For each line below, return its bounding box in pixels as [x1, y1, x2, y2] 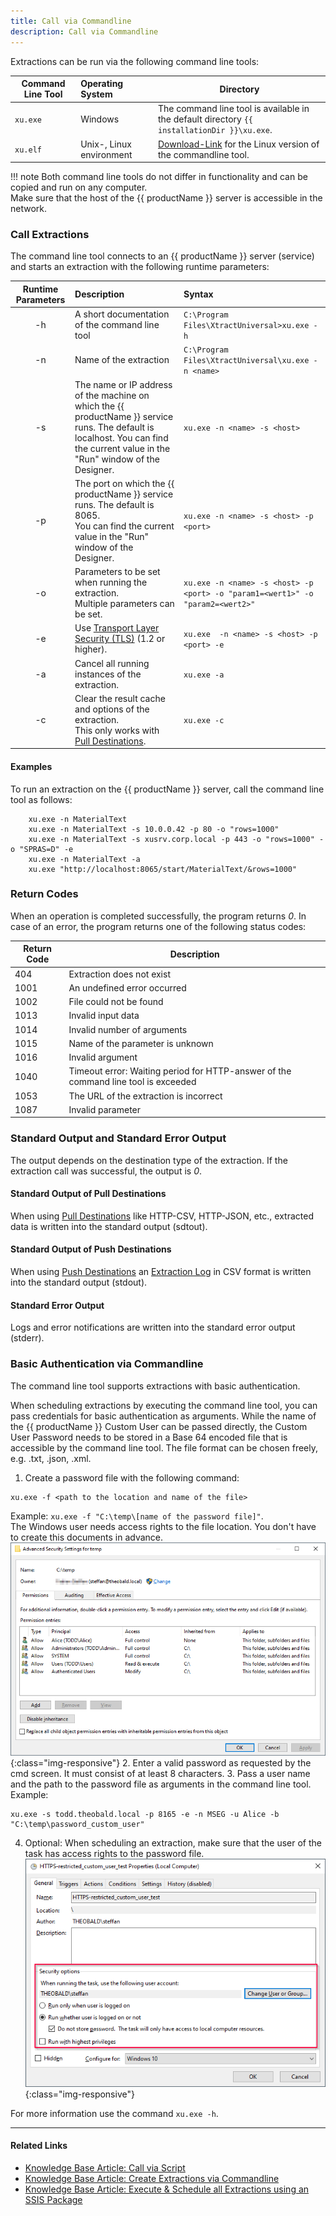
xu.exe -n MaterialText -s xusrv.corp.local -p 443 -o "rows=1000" [28, 834, 315, 844]
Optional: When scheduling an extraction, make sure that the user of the [24, 1837, 322, 1849]
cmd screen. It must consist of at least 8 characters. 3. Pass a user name [10, 1768, 311, 1780]
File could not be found [68, 996, 164, 1008]
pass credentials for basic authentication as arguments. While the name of [10, 1410, 317, 1422]
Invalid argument [68, 1051, 138, 1064]
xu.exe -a [183, 670, 225, 680]
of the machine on [74, 389, 150, 401]
